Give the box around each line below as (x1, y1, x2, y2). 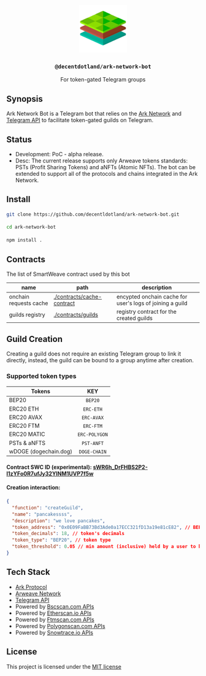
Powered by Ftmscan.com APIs (15, 615, 95, 623)
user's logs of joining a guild (116, 299, 188, 306)
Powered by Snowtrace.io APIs (15, 629, 94, 636)
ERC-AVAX (82, 414, 104, 421)
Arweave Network (15, 590, 61, 597)
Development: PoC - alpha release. (15, 150, 104, 158)
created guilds (116, 314, 153, 322)
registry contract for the (116, 308, 177, 315)
